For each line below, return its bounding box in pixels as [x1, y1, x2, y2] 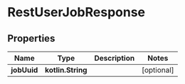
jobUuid [11, 65, 38, 75]
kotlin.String [45, 65, 88, 75]
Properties [7, 32, 55, 44]
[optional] [141, 65, 174, 75]
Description [94, 54, 135, 63]
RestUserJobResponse [7, 4, 146, 20]
